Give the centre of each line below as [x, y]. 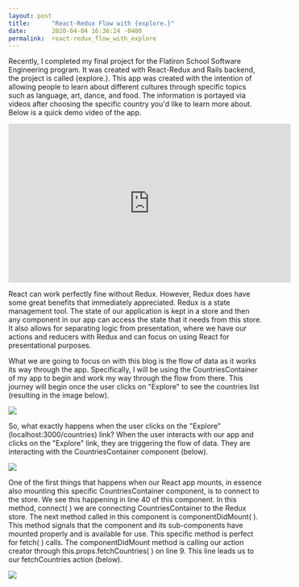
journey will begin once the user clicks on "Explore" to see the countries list [134, 387]
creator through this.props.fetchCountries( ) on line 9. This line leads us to [131, 551]
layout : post [30, 16]
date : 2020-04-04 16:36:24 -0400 [75, 31]
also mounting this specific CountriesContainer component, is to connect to [134, 491]
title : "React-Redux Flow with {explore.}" [91, 23]
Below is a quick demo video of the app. [75, 113]
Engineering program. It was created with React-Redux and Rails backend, [132, 70]
